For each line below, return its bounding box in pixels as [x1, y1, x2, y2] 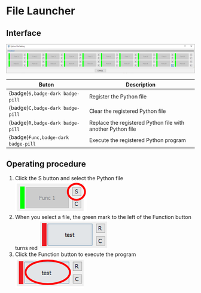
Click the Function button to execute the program [14, 251, 136, 258]
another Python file [89, 125, 136, 132]
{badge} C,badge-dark [8, 104, 61, 112]
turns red [14, 245, 38, 252]
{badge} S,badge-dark [8, 90, 61, 97]
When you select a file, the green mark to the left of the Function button [14, 214, 191, 221]
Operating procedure [6, 159, 86, 169]
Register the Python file [89, 92, 147, 100]
